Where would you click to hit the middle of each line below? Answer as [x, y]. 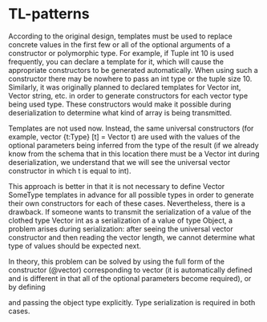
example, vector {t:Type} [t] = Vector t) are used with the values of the [124, 136]
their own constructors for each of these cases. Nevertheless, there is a [127, 203]
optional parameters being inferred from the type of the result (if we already [133, 145]
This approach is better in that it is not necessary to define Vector [117, 186]
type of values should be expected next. [75, 246]
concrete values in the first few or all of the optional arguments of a [119, 44]
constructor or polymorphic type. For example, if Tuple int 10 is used [121, 53]
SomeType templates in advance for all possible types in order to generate [131, 195]
